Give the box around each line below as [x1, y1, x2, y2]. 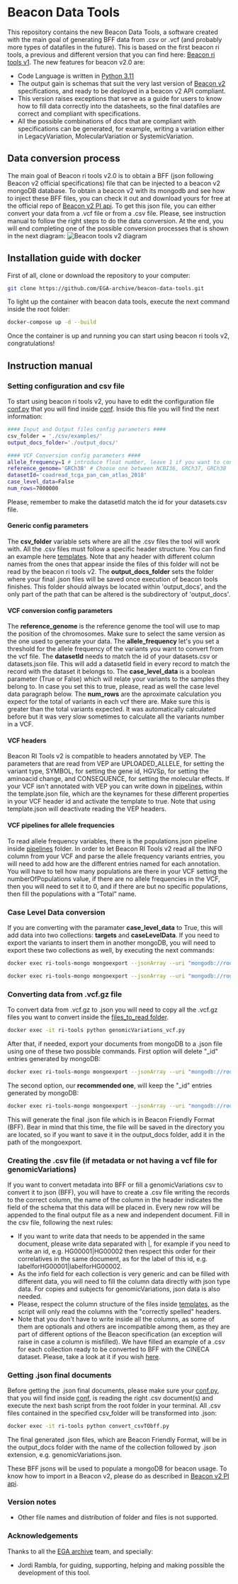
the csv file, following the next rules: [7, 1218, 113, 1226]
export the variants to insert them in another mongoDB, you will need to [7, 938, 216, 947]
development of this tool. [17, 1568, 91, 1577]
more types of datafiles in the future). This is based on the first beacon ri [7, 43, 220, 51]
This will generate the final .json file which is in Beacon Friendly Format [7, 1115, 215, 1124]
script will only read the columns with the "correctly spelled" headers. [17, 1307, 222, 1316]
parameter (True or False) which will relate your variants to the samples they [7, 675, 230, 683]
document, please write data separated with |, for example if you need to [17, 1239, 230, 1248]
